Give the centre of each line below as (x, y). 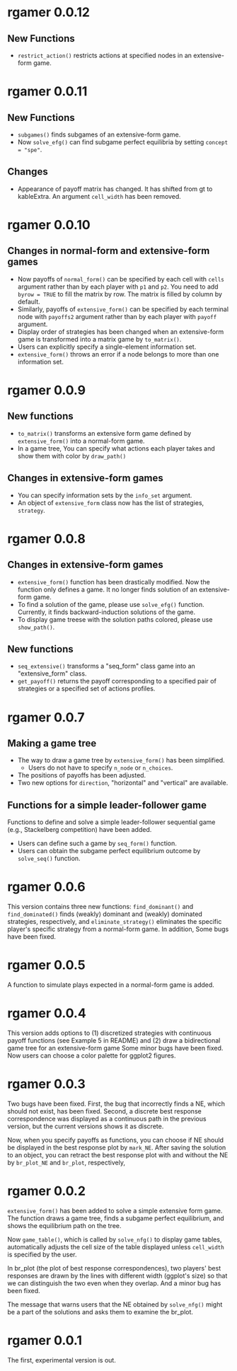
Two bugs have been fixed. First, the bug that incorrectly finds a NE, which (116, 1104)
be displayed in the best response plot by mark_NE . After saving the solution (117, 1147)
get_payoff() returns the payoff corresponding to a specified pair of (117, 681)
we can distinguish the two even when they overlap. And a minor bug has (114, 1283)
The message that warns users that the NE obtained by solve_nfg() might (115, 1304)
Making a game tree (52, 744)
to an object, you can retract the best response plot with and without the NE (118, 1155)
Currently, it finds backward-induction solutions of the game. (106, 612)
